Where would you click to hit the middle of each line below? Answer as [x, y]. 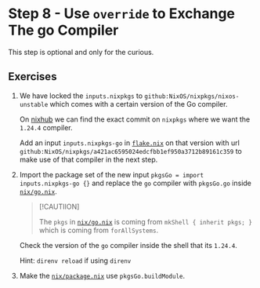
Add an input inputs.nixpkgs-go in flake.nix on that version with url [130, 143]
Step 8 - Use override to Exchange [122, 14]
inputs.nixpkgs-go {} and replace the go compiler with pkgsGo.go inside [135, 183]
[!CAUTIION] [59, 206]
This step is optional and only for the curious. [81, 52]
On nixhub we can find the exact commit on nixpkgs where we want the [135, 119]
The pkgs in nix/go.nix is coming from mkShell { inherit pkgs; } [146, 221]
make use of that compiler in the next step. [88, 159]
